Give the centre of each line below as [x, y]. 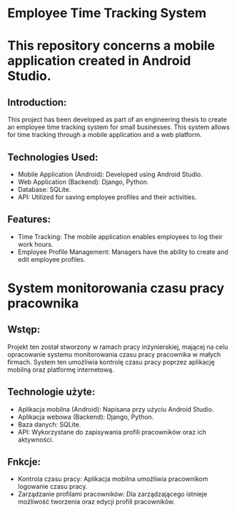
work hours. [35, 244]
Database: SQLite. [44, 189]
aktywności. [35, 440]
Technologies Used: [53, 157]
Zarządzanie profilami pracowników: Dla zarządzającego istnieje [112, 494]
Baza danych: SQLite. [49, 424]
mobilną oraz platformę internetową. [61, 370]
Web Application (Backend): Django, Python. [83, 182]
